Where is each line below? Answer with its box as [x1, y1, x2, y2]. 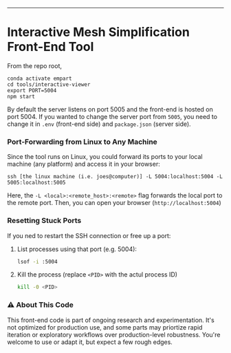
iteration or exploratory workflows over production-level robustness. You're [7, 330, 221, 339]
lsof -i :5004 [16, 258, 58, 265]
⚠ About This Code [7, 300, 74, 310]
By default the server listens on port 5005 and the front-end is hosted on [7, 105, 213, 114]
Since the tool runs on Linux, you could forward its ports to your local [7, 153, 203, 161]
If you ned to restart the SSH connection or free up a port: [7, 231, 171, 239]
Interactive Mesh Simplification [7, 25, 190, 40]
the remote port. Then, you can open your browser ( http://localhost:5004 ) [7, 199, 221, 207]
